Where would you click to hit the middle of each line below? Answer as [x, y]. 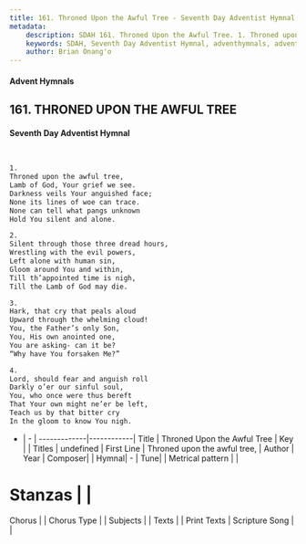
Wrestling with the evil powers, [73, 253]
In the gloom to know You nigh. [71, 421]
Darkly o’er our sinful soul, [67, 387]
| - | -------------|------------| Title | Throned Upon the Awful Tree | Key [158, 438]
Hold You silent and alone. [63, 219]
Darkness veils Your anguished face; [81, 194]
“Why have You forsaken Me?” [65, 354]
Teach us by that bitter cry [65, 413]
